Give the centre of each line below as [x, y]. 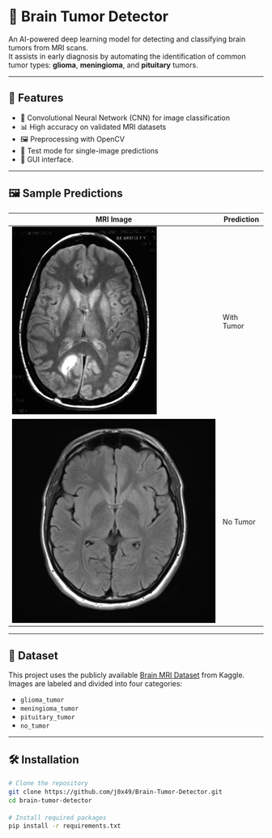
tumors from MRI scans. [49, 47]
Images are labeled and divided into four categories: [96, 684]
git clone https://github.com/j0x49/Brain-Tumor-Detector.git [115, 792]
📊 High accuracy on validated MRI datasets [93, 127]
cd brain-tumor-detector [50, 800]
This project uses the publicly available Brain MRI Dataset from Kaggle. [127, 675]
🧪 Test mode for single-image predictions [89, 150]
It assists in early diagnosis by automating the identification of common [127, 56]
